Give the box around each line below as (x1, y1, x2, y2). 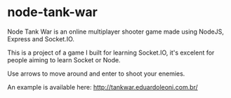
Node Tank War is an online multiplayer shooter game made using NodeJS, (7, 27, 225, 36)
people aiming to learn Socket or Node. (7, 55, 121, 64)
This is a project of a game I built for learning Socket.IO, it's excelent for (7, 48, 215, 57)
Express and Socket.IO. (7, 34, 75, 43)
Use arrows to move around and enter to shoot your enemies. (7, 69, 185, 78)
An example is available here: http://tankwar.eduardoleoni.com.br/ (7, 83, 198, 91)
